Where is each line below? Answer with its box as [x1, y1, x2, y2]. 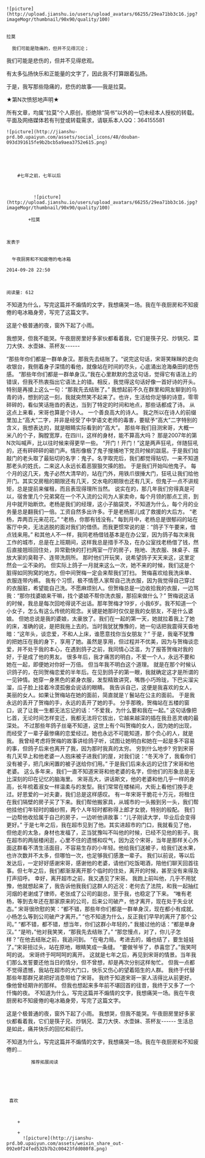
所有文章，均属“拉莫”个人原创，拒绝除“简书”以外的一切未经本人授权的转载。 [6, 109, 198, 116]
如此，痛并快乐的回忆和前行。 [11, 1025, 87, 1032]
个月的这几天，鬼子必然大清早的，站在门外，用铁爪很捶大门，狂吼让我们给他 [6, 470, 199, 477]
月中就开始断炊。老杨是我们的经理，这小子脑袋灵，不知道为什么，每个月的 [6, 500, 193, 507]
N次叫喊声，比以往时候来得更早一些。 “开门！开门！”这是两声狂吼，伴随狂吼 [6, 439, 198, 446]
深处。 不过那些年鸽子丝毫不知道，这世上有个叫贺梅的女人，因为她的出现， [6, 722, 195, 729]
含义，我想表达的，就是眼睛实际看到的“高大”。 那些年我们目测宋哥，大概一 [6, 424, 195, 431]
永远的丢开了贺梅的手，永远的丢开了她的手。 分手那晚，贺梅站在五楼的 [6, 699, 184, 706]
